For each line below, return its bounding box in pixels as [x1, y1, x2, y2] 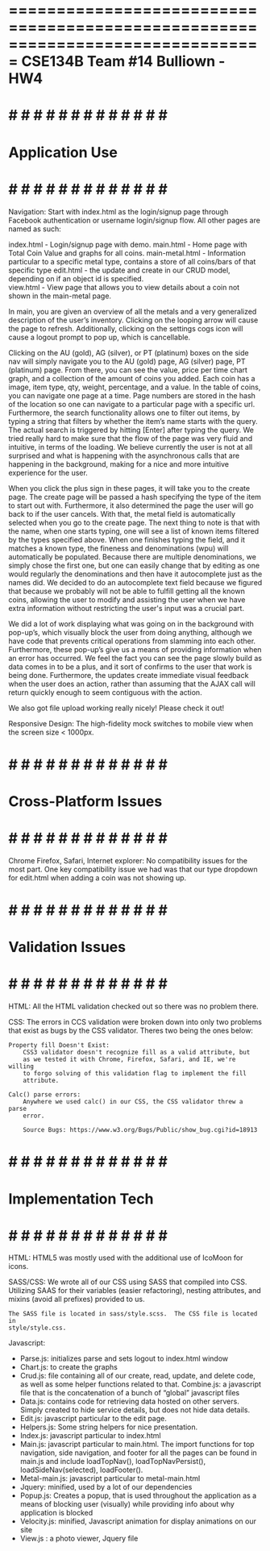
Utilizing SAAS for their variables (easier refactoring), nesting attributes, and [8, 1286, 262, 1295]
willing [8, 1062, 35, 1071]
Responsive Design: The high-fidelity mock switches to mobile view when [8, 718, 254, 728]
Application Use [8, 143, 118, 161]
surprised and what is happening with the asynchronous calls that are [8, 451, 240, 460]
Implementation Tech [8, 1190, 154, 1208]
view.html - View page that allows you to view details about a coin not [8, 282, 240, 292]
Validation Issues [8, 938, 127, 956]
